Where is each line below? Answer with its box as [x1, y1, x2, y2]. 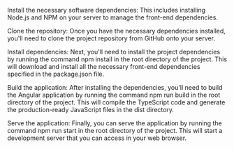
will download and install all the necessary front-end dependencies [7, 63, 200, 70]
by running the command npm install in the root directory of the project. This [7, 55, 228, 63]
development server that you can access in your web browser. [7, 134, 187, 142]
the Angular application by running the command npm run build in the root [7, 91, 221, 99]
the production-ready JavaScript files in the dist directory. [7, 106, 175, 113]
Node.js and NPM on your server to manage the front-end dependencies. [7, 13, 219, 22]
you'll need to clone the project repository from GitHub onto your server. [7, 34, 215, 42]
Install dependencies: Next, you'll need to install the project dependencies [7, 48, 221, 56]
